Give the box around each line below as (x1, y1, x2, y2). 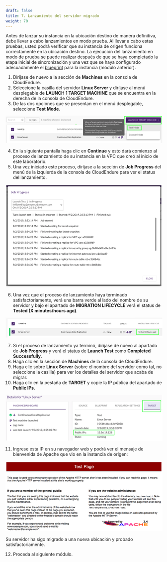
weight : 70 (5, 18, 28, 23)
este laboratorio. (12, 158, 47, 164)
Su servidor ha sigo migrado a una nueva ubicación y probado (5, 536, 133, 542)
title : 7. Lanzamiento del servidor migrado (5, 13, 99, 18)
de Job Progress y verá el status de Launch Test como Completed (12, 348, 151, 354)
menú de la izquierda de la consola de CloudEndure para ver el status (12, 169, 156, 175)
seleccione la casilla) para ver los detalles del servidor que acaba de (12, 369, 154, 375)
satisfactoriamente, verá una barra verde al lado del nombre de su (12, 297, 149, 303)
